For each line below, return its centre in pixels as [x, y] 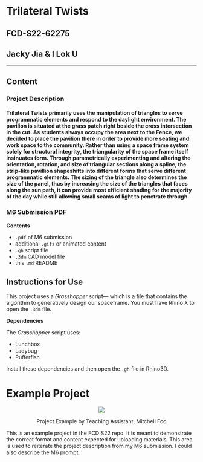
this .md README [36, 263]
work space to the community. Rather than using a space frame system [98, 145]
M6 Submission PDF [37, 212]
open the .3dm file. [29, 309]
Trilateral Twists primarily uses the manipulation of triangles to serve [95, 113]
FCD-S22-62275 [38, 34]
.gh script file [31, 250]
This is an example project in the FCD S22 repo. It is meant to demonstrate [99, 433]
